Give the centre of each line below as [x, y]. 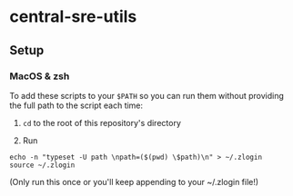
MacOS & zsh [40, 76]
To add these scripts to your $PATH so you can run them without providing [147, 95]
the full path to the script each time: [76, 105]
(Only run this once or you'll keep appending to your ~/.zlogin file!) [134, 181]
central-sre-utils [73, 17]
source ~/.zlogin [42, 165]
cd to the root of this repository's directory [102, 122]
